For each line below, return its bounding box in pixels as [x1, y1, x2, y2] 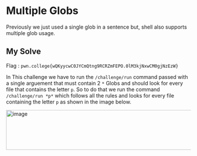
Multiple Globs [6, 4, 79, 18]
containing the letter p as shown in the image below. [6, 98, 132, 105]
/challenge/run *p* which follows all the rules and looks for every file [6, 92, 175, 99]
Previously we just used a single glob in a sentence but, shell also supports [6, 23, 188, 30]
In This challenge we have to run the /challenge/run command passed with [6, 73, 188, 80]
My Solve [6, 47, 41, 57]
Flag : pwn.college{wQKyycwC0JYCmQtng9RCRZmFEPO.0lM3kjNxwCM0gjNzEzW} [6, 62, 179, 69]
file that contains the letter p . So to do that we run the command [6, 86, 160, 93]
